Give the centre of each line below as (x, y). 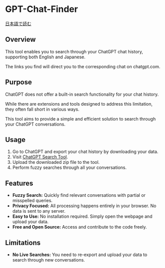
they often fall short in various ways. (42, 109)
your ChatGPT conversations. (35, 124)
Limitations (23, 243)
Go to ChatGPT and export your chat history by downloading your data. (85, 152)
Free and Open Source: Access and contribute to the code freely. (80, 227)
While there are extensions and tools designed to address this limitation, (79, 104)
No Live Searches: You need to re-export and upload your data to (80, 255)
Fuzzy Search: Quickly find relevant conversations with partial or (79, 195)
